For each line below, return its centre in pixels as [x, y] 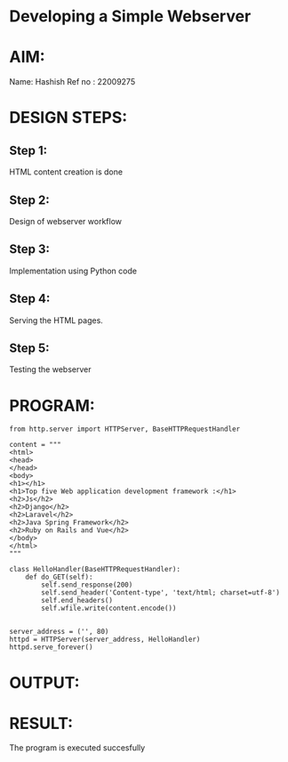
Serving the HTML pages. [56, 320]
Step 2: [30, 200]
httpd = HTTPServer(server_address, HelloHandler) [105, 640]
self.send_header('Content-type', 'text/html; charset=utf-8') [160, 593]
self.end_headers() [77, 601]
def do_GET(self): [59, 577]
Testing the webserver [50, 369]
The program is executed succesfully [77, 748]
